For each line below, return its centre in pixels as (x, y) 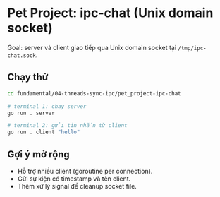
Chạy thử (28, 77)
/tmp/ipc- (192, 48)
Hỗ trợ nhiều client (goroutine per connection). (85, 171)
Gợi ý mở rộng (39, 154)
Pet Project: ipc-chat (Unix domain (110, 13)
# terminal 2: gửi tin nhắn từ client (68, 126)
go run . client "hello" (44, 132)
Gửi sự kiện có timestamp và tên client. (74, 179)
